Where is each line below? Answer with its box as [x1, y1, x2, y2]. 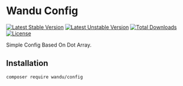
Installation [6, 58, 48, 68]
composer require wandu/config [6, 74, 83, 80]
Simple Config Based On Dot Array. [6, 41, 92, 48]
